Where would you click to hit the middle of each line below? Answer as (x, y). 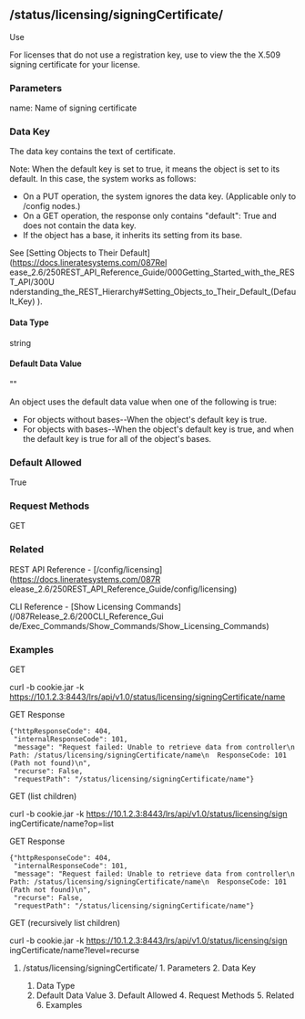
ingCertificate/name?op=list (62, 824)
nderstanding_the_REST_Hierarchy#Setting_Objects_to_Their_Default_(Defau (153, 292)
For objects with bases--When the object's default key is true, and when (158, 429)
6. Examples (59, 1005)
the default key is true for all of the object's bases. (117, 438)
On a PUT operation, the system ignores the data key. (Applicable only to (159, 196)
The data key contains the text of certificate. (92, 152)
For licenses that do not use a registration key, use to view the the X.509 (145, 55)
